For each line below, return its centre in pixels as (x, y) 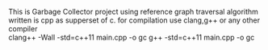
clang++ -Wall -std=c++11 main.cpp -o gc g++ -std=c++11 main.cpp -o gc (132, 37)
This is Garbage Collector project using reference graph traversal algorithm (133, 12)
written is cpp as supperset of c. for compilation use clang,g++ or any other (134, 20)
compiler (23, 29)
